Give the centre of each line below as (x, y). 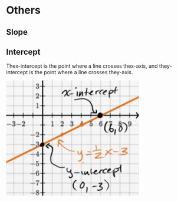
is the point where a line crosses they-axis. (81, 72)
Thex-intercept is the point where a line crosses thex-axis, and (82, 66)
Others (24, 10)
